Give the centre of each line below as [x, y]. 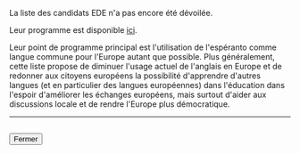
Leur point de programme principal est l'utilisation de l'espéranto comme [143, 47]
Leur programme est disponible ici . [73, 30]
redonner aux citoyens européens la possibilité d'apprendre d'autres [135, 76]
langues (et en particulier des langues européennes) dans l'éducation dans [147, 85]
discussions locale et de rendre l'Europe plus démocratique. [120, 104]
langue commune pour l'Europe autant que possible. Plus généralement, [142, 57]
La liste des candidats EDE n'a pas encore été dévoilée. [111, 13]
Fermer [26, 139]
